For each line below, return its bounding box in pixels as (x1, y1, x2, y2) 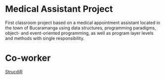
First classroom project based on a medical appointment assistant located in (5, 20, 161, 26)
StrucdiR (5, 69, 23, 75)
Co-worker (5, 53, 51, 64)
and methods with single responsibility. (5, 35, 85, 41)
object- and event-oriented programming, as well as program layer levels (5, 30, 154, 36)
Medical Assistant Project (5, 3, 113, 15)
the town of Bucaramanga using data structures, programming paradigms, (5, 25, 157, 30)
